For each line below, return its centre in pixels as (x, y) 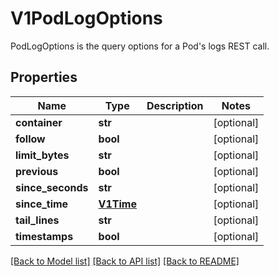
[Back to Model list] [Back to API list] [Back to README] (125, 261)
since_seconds (52, 187)
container (39, 122)
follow (30, 139)
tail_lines (37, 220)
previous (37, 171)
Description (175, 105)
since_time (42, 204)
